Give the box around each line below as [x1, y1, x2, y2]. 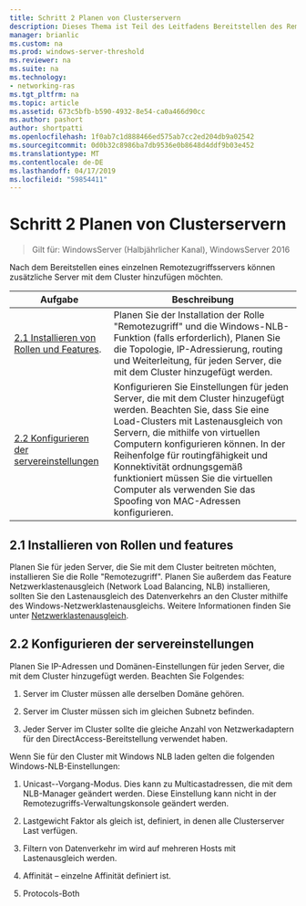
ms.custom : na [9, 38, 64, 48]
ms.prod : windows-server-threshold [9, 47, 145, 57]
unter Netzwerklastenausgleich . [9, 610, 129, 621]
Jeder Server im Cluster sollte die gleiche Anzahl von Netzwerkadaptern [22, 723, 294, 734]
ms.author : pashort [9, 115, 84, 124]
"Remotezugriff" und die [113, 321, 218, 333]
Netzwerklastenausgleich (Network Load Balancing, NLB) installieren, [9, 581, 270, 592]
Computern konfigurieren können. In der [113, 437, 286, 450]
